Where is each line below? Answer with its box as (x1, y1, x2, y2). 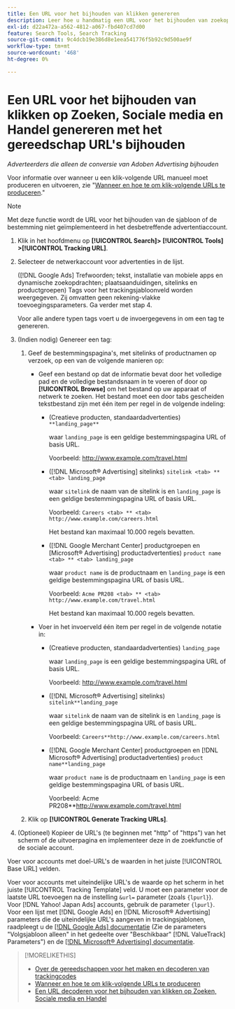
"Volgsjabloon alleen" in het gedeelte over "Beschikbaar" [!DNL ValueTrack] (7, 930, 226, 938)
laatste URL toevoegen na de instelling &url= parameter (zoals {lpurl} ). (7, 893, 213, 901)
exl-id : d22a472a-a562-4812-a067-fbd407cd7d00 (7, 23, 145, 30)
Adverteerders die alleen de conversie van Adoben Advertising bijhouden (7, 160, 219, 168)
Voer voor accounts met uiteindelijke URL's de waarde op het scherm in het (7, 877, 225, 886)
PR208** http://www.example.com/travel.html (48, 801, 182, 810)
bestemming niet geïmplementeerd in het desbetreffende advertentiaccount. (7, 223, 228, 231)
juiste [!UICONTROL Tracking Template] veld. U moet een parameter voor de (7, 885, 228, 894)
